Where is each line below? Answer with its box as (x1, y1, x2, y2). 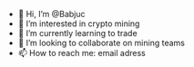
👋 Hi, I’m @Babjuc (17, 9, 86, 19)
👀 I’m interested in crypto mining (17, 18, 140, 29)
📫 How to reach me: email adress (17, 48, 146, 58)
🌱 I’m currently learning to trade (17, 28, 138, 38)
